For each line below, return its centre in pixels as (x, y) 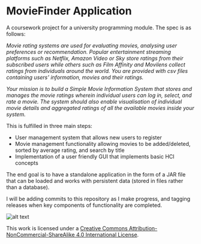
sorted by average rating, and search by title (70, 150)
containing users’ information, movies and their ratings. (75, 77)
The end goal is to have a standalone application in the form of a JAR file (96, 174)
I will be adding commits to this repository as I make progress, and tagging (98, 199)
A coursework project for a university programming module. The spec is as (99, 28)
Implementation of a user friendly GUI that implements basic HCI (95, 156)
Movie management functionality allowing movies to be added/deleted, (103, 144)
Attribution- (143, 228)
